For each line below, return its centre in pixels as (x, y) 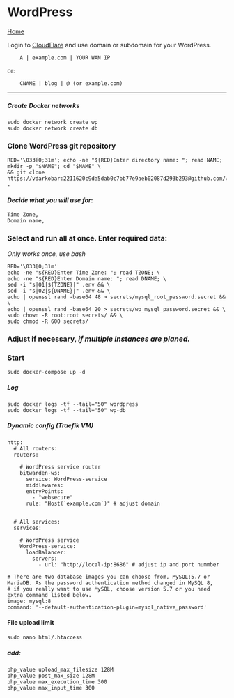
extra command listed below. (49, 595)
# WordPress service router (60, 467)
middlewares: (45, 485)
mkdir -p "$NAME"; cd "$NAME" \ (54, 167)
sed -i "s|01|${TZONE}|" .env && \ (59, 284)
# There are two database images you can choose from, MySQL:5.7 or (109, 577)
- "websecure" (53, 497)
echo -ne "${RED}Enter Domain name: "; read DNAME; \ (87, 279)
